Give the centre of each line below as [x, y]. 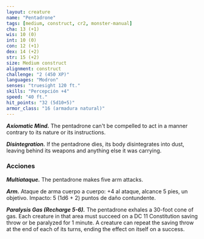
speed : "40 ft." [27, 97]
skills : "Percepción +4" [38, 91]
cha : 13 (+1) [23, 29]
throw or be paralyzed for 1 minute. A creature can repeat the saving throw [100, 223]
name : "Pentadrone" [31, 18]
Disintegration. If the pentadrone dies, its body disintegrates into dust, [95, 144]
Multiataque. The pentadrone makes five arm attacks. [75, 179]
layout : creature [28, 12]
